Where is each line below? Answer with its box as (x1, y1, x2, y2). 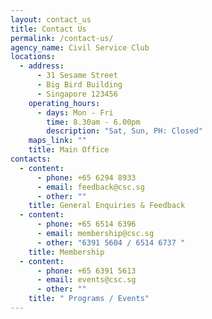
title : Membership (28, 247, 105, 257)
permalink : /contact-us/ (10, 33, 114, 43)
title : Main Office (28, 145, 110, 155)
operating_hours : (28, 98, 101, 108)
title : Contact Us (10, 24, 87, 34)
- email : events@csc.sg (36, 275, 137, 285)
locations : (10, 52, 56, 62)
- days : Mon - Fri (36, 107, 114, 118)
